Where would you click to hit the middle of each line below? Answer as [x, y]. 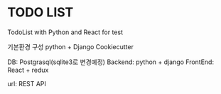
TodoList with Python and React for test [65, 32]
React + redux [28, 70]
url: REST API [27, 83]
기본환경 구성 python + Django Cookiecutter [70, 46]
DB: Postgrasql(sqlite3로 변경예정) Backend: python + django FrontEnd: [111, 62]
